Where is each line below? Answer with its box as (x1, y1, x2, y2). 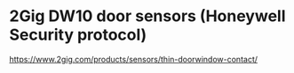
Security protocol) (9, 25, 147, 45)
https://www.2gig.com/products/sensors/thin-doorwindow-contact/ (9, 54, 258, 64)
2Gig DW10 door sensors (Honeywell (9, 6, 286, 26)
